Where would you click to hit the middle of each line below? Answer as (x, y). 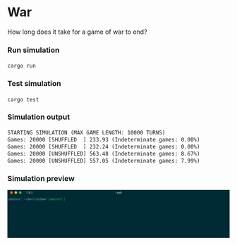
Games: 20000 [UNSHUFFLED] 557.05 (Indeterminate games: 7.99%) (104, 161)
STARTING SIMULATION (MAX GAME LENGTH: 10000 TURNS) (86, 132)
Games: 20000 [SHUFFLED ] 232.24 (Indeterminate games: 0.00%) (104, 146)
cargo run (22, 66)
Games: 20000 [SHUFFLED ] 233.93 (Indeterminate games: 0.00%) (104, 139)
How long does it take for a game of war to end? (77, 32)
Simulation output (39, 117)
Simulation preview (41, 178)
